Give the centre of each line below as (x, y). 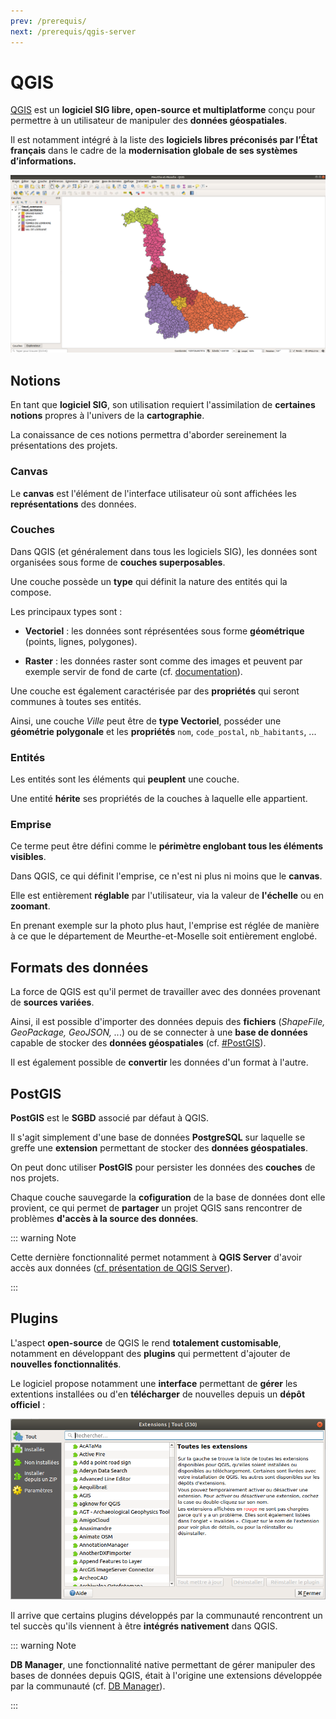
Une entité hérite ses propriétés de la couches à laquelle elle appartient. (159, 799)
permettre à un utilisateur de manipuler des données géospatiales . (149, 121)
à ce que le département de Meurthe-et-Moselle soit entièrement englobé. (164, 936)
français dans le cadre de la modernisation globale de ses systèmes (154, 151)
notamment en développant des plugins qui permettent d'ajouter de (150, 1353)
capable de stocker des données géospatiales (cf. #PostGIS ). (138, 1043)
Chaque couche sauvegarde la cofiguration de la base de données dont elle (168, 1197)
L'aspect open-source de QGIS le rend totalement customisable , (146, 1342)
